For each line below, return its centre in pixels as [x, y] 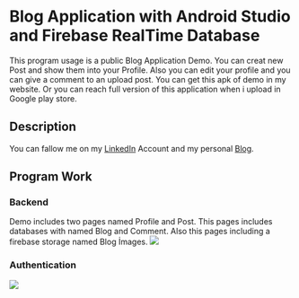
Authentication [43, 265]
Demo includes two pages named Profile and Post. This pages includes [141, 222]
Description [43, 127]
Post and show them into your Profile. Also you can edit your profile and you [150, 70]
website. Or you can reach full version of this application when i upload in [145, 89]
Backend [29, 202]
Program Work [51, 177]
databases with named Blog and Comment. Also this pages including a [140, 232]
